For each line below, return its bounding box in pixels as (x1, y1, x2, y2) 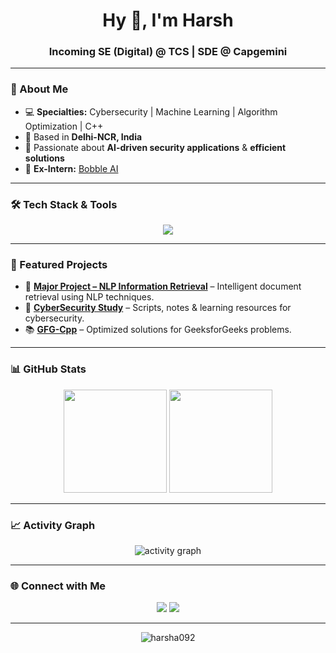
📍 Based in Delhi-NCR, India (24, 130, 143, 143)
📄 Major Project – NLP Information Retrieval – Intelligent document (24, 280, 302, 293)
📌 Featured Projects (10, 258, 108, 271)
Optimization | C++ (24, 120, 104, 132)
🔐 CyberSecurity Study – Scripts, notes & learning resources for (24, 302, 292, 314)
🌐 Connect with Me (10, 579, 107, 593)
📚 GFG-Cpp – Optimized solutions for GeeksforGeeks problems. (24, 324, 292, 336)
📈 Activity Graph (10, 518, 96, 532)
